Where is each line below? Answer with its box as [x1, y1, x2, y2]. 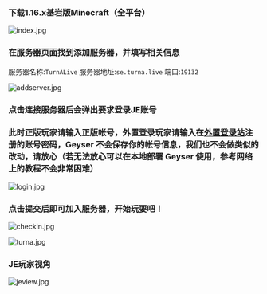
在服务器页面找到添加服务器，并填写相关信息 [8, 47, 180, 58]
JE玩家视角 [8, 259, 51, 270]
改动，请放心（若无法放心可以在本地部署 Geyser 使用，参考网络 [8, 151, 253, 163]
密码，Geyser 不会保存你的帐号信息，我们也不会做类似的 [41, 139, 259, 151]
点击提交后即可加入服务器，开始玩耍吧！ [8, 203, 163, 214]
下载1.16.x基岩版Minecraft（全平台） [8, 6, 150, 18]
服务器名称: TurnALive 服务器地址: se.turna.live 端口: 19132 [8, 66, 199, 76]
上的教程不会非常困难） [8, 163, 98, 174]
